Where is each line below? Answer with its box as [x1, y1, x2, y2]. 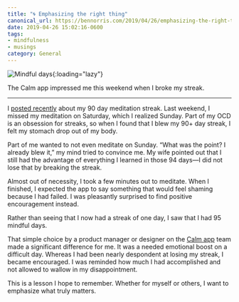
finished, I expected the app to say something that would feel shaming [7, 184, 213, 193]
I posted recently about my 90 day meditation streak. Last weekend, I [7, 104, 211, 113]
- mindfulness [7, 37, 50, 44]
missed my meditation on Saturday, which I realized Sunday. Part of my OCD [7, 111, 231, 120]
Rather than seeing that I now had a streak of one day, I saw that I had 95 [7, 213, 222, 222]
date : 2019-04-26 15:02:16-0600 [7, 24, 103, 31]
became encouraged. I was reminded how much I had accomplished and [7, 257, 221, 266]
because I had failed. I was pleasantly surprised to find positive [7, 192, 193, 200]
